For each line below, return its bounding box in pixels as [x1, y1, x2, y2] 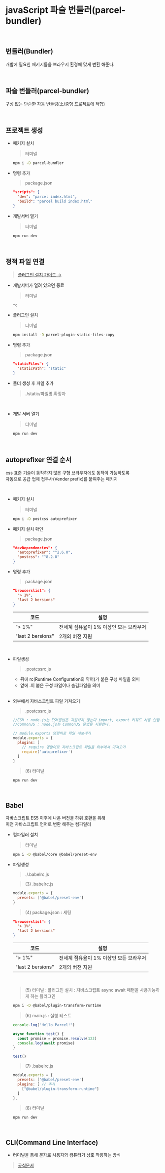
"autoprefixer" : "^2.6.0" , [17, 550, 73, 555]
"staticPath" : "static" [17, 366, 66, 371]
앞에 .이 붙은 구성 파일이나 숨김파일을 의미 [20, 682, 100, 688]
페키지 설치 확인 [12, 526, 43, 532]
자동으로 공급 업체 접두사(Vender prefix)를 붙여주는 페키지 [5, 476, 118, 482]
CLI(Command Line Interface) [5, 1138, 99, 1147]
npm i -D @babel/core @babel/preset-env [12, 852, 97, 857]
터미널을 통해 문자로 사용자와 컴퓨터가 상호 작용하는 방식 [12, 1152, 121, 1158]
